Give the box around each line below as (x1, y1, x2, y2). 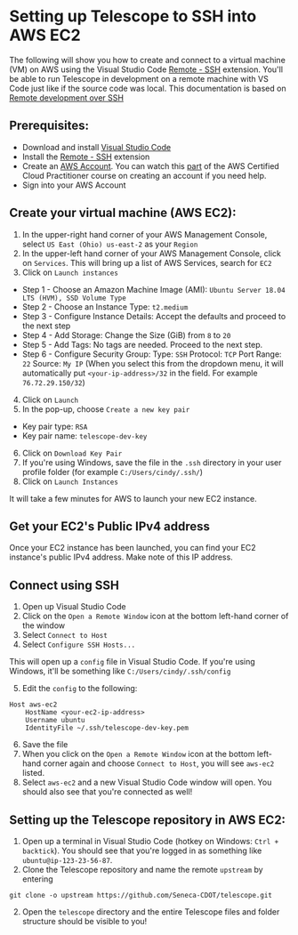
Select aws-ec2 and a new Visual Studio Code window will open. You (21, 777, 272, 788)
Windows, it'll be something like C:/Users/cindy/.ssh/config (9, 665, 231, 677)
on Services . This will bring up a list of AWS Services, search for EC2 (21, 257, 272, 268)
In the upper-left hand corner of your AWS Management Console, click (21, 247, 282, 259)
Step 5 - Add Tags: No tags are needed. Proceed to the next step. (21, 339, 263, 350)
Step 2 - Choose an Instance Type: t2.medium (21, 301, 189, 312)
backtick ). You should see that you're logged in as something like (21, 845, 262, 856)
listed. (21, 768, 45, 778)
